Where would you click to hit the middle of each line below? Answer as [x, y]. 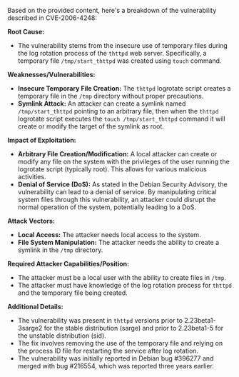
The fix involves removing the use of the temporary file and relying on [120, 343]
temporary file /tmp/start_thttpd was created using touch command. [119, 61]
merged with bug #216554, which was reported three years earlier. [116, 366]
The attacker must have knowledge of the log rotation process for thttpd [124, 285]
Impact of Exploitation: [42, 140]
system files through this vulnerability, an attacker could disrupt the [117, 200]
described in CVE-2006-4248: [52, 18]
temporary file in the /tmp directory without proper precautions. [111, 96]
